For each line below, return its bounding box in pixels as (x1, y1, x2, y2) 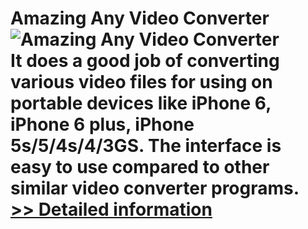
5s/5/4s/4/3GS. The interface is (10, 135, 282, 157)
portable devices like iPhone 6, (10, 92, 272, 115)
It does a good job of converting (10, 50, 280, 72)
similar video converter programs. (10, 177, 300, 200)
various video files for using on (10, 71, 273, 94)
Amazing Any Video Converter (10, 7, 270, 30)
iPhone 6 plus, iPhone (10, 113, 195, 136)
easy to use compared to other (10, 156, 270, 179)
